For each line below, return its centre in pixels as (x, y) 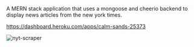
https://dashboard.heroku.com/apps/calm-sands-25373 (76, 26)
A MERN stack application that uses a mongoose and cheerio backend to (97, 9)
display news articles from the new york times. (64, 15)
